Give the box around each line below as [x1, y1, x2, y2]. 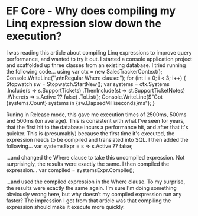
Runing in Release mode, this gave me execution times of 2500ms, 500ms [6, 111, 187, 118]
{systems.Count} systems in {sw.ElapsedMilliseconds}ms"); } [6, 99, 155, 106]
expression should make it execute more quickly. [6, 203, 125, 210]
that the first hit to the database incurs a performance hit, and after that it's [6, 123, 189, 131]
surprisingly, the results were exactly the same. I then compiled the [6, 160, 170, 167]
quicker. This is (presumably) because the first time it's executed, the [6, 129, 175, 137]
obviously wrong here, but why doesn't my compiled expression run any [6, 190, 182, 198]
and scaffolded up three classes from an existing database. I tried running [6, 61, 186, 69]
